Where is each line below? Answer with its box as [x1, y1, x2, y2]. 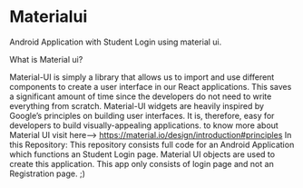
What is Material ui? [9, 54, 83, 64]
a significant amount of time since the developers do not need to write [9, 91, 272, 102]
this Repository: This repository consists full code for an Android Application [9, 139, 295, 150]
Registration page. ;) [9, 168, 86, 179]
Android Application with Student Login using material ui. [9, 36, 222, 47]
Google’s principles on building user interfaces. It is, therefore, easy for [9, 110, 275, 121]
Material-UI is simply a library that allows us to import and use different [9, 71, 275, 83]
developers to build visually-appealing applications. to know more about [9, 120, 279, 131]
